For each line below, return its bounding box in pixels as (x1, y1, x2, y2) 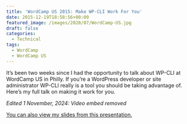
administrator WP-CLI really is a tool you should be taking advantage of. (6, 81, 183, 89)
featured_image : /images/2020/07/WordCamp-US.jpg (6, 20, 132, 26)
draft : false (6, 25, 39, 31)
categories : (6, 31, 36, 37)
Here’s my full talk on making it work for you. (6, 88, 116, 95)
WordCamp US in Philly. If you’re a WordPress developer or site (6, 75, 162, 82)
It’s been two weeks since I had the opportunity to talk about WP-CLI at (6, 69, 181, 76)
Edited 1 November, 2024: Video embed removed (6, 99, 127, 107)
